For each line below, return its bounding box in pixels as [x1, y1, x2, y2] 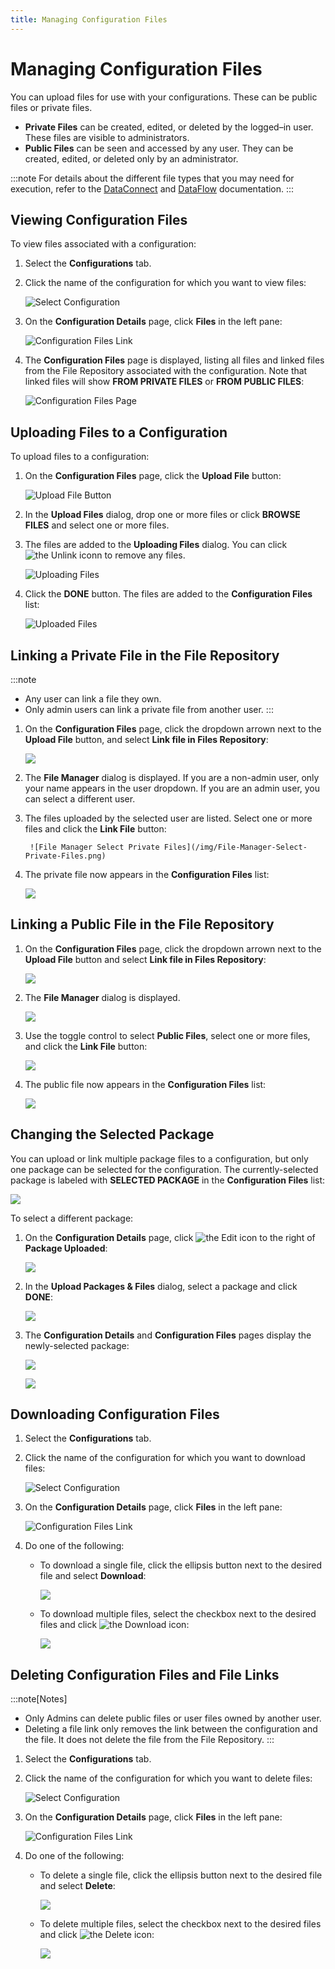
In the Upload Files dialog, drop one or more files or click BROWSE [24, 509, 301, 521]
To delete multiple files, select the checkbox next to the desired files [39, 1918, 322, 1930]
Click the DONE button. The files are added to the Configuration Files [24, 588, 313, 600]
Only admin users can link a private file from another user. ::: [24, 704, 274, 715]
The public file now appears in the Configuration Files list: [24, 1078, 267, 1090]
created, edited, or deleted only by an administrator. [24, 152, 239, 165]
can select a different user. [24, 793, 136, 805]
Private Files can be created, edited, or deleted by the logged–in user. [24, 121, 314, 133]
